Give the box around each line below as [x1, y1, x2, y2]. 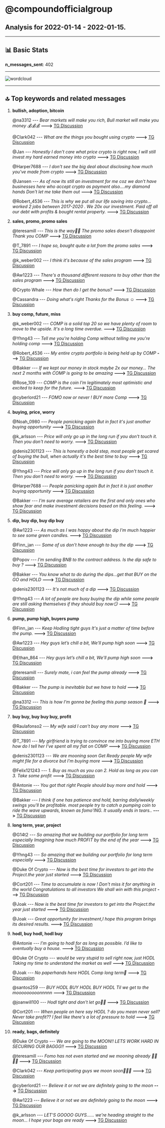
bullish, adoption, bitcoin [12, 107, 64, 114]
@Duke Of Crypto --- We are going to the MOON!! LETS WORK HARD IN [12, 1038, 159, 1044]
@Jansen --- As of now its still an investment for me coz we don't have [12, 178, 157, 184]
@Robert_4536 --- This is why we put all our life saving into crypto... [12, 198, 151, 204]
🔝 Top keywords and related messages [5, 94, 126, 103]
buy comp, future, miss [12, 311, 61, 317]
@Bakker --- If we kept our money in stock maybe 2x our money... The [12, 365, 156, 371]
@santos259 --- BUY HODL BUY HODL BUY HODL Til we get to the [12, 984, 149, 990]
